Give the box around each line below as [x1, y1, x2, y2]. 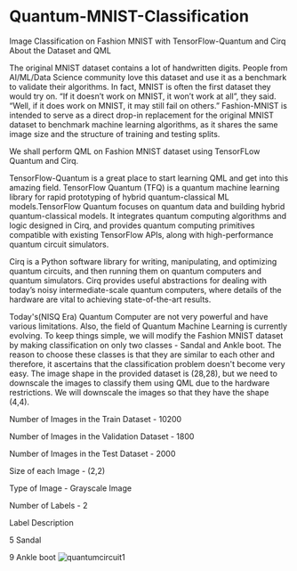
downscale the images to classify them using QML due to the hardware [9, 377, 270, 388]
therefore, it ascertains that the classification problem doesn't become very [9, 358, 286, 369]
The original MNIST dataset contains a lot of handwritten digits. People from [9, 62, 288, 73]
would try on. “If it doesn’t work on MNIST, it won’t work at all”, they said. [9, 91, 277, 102]
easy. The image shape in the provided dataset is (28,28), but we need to [9, 368, 278, 379]
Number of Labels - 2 [9, 500, 88, 510]
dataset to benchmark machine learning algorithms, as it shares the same [9, 118, 278, 130]
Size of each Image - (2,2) [9, 465, 106, 476]
